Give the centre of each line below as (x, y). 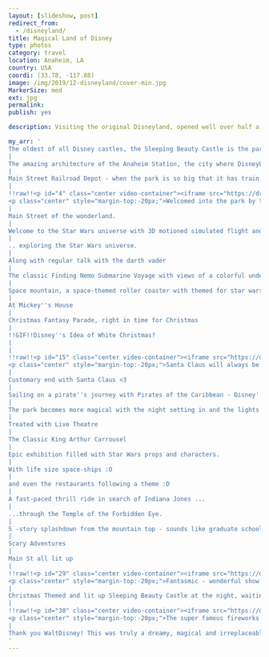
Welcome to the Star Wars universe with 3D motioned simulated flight (128, 231)
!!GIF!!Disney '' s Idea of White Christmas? (82, 335)
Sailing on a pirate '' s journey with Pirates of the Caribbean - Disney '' (136, 395)
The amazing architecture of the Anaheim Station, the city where (121, 164)
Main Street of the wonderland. (62, 216)
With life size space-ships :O (60, 470)
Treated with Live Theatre (53, 425)
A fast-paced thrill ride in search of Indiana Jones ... (107, 499)
